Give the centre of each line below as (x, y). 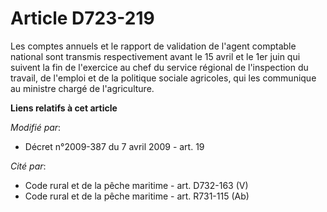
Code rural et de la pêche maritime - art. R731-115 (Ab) (137, 196)
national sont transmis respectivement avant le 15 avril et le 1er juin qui (155, 56)
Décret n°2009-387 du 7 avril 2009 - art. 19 (114, 146)
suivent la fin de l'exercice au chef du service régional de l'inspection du (159, 67)
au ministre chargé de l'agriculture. (82, 88)
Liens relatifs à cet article (64, 108)
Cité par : (28, 166)
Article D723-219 (82, 18)
